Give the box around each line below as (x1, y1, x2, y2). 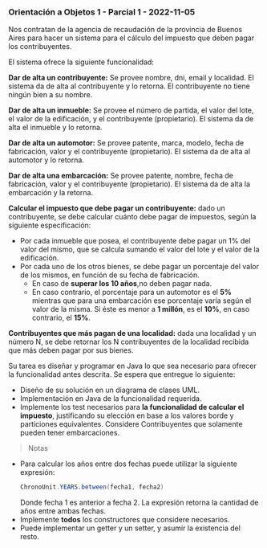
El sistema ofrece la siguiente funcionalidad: (8, 57, 155, 67)
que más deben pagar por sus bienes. (8, 346, 134, 355)
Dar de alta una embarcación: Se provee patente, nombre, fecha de (8, 171, 234, 181)
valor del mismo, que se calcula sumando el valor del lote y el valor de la (19, 244, 260, 255)
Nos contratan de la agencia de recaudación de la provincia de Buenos (8, 25, 243, 35)
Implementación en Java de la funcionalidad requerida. (19, 394, 202, 403)
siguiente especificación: (8, 220, 91, 231)
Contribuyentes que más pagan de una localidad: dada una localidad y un (8, 329, 257, 338)
